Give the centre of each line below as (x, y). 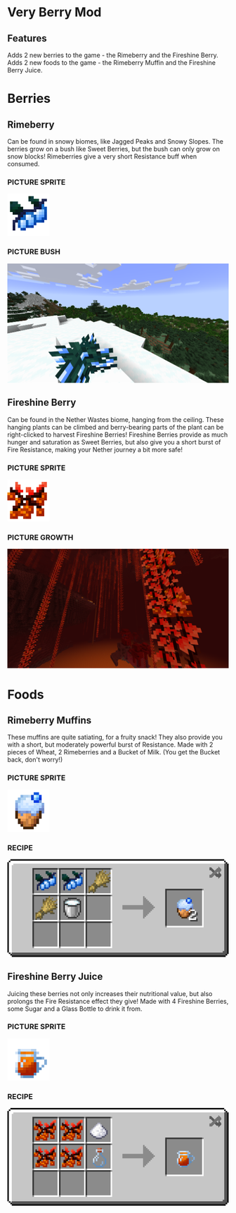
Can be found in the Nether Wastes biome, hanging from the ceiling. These (116, 419)
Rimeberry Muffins (50, 720)
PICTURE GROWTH (40, 537)
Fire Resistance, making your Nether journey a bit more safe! (95, 449)
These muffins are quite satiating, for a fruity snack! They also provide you (115, 738)
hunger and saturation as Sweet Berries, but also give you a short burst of (114, 442)
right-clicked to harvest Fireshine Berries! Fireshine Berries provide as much (118, 435)
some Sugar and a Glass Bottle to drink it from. (75, 1009)
